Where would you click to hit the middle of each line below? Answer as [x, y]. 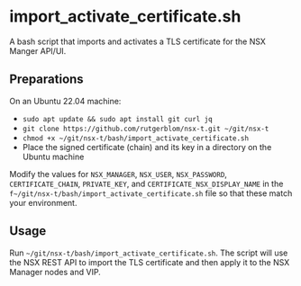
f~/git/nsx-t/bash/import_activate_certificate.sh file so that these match [151, 193]
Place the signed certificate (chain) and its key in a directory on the [147, 147]
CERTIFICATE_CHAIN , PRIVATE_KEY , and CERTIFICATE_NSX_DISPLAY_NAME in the [146, 183]
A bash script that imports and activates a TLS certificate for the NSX [137, 41]
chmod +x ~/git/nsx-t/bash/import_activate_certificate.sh [136, 138]
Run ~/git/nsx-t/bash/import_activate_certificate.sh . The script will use [149, 253]
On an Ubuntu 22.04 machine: [65, 101]
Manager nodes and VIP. [55, 272]
